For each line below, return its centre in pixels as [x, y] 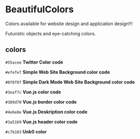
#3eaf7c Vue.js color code [33, 92]
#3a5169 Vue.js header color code [42, 122]
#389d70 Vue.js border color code [41, 102]
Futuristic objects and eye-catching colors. [51, 33]
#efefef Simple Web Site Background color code [58, 72]
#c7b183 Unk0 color [26, 131]
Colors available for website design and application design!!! [69, 24]
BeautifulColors [39, 9]
